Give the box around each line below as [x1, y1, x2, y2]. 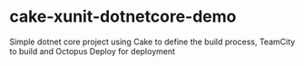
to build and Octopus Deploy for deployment [9, 45, 175, 56]
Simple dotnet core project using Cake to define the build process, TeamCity [9, 36, 296, 47]
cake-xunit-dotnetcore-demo [9, 6, 237, 27]
